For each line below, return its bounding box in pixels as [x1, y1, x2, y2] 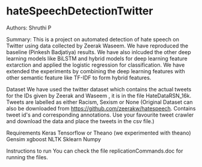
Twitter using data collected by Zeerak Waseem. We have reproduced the [6, 42, 189, 49]
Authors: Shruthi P [6, 24, 52, 31]
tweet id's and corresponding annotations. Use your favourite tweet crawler [6, 111, 194, 118]
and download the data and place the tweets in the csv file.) [6, 117, 155, 124]
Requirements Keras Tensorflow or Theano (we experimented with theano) [6, 129, 191, 136]
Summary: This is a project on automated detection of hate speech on [6, 35, 179, 43]
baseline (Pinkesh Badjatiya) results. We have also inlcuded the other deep [6, 48, 191, 55]
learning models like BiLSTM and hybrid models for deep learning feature [6, 55, 188, 62]
